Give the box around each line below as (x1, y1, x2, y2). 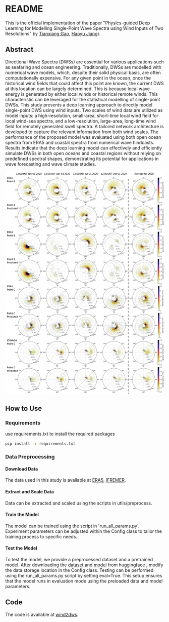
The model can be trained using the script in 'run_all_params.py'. (5, 523, 140, 529)
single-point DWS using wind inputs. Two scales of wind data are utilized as (5, 107, 163, 113)
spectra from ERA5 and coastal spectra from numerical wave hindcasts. (5, 139, 155, 145)
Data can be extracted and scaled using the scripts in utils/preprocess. (5, 500, 152, 506)
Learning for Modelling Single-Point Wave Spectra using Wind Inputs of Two (5, 25, 164, 31)
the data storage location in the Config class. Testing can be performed (5, 567, 154, 573)
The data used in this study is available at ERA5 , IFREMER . (5, 477, 126, 483)
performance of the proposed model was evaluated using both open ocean (5, 134, 161, 140)
